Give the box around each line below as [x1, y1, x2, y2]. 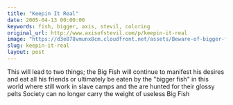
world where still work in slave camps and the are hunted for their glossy [7, 82, 215, 90]
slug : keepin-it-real [7, 42, 70, 49]
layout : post [7, 49, 45, 56]
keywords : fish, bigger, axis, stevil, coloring [7, 23, 150, 30]
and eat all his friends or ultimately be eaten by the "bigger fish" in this [7, 75, 209, 83]
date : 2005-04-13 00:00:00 [7, 17, 85, 23]
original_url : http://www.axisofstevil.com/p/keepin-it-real [7, 29, 188, 37]
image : [7, 36, 26, 43]
